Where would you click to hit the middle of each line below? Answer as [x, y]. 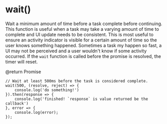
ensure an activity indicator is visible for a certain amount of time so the [81, 40]
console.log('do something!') [47, 90]
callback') [17, 104]
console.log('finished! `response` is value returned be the [81, 99]
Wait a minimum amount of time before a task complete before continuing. [84, 24]
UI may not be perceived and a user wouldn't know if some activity [76, 51]
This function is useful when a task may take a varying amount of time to [82, 29]
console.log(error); [36, 112]
